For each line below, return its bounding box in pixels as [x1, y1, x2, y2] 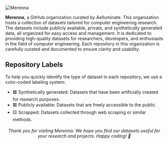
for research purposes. [12, 96, 60, 102]
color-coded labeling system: [5, 79, 66, 85]
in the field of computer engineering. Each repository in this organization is [5, 41, 159, 47]
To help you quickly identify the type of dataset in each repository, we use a [5, 74, 162, 80]
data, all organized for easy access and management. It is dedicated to [5, 30, 152, 36]
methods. [12, 116, 33, 122]
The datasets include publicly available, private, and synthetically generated [5, 25, 162, 31]
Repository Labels [5, 60, 63, 69]
